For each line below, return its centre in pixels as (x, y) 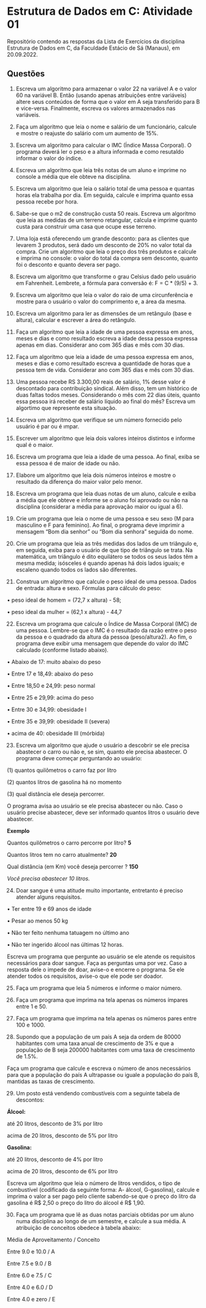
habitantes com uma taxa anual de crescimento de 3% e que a (95, 1043)
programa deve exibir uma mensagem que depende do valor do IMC (102, 643)
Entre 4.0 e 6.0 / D (30, 1287)
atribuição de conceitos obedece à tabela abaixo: (78, 1227)
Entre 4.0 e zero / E (31, 1299)
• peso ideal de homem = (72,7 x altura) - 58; (64, 600)
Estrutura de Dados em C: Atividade (100, 11)
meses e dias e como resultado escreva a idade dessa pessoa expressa (107, 338)
